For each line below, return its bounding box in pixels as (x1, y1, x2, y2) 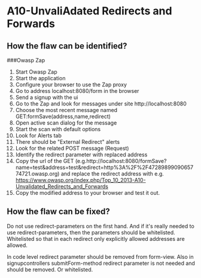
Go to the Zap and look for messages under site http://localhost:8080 (15, 100, 187, 107)
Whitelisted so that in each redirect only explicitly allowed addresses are (7, 235, 185, 242)
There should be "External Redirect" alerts (15, 138, 120, 145)
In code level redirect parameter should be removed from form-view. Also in (7, 253, 194, 260)
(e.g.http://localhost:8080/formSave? (75, 158, 167, 164)
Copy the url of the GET (15, 158, 74, 164)
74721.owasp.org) (15, 170, 60, 177)
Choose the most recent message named (15, 107, 118, 113)
